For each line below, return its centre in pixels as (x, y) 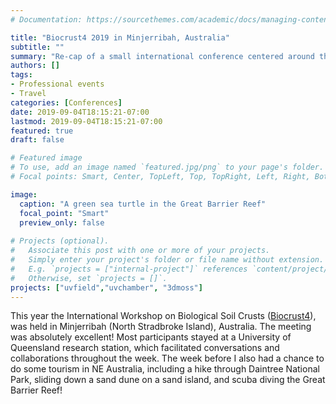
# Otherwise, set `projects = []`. (89, 278)
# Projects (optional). (60, 241)
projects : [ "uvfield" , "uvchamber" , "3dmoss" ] (106, 287)
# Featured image (46, 158)
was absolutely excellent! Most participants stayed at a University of (151, 337)
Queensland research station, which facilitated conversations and (145, 348)
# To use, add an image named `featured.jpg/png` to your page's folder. (167, 167)
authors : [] (35, 66)
